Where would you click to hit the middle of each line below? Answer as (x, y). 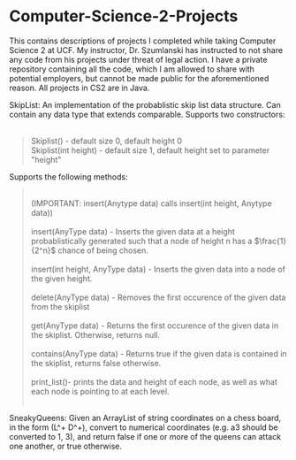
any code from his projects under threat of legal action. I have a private (138, 59)
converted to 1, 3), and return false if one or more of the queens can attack (145, 436)
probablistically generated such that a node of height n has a (141, 241)
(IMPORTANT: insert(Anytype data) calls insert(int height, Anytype (151, 203)
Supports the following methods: (68, 176)
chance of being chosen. (103, 250)
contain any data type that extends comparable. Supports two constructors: (147, 114)
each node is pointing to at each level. (100, 391)
